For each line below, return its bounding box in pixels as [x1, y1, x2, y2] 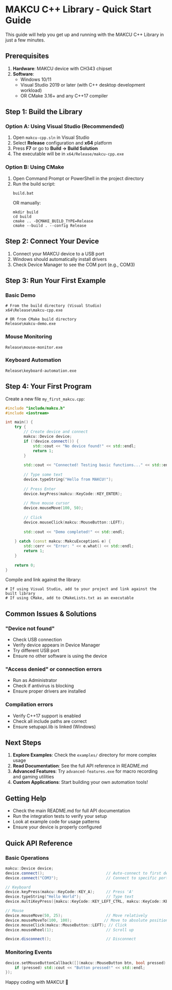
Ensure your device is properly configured [12, 824, 102, 830]
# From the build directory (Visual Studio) [5, 304, 102, 309]
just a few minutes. [5, 37, 45, 43]
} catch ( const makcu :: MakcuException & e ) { [14, 539, 111, 544]
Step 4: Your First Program [5, 382, 92, 391]
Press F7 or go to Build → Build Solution [12, 145, 98, 152]
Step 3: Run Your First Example [5, 276, 106, 285]
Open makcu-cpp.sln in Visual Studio [12, 134, 90, 140]
